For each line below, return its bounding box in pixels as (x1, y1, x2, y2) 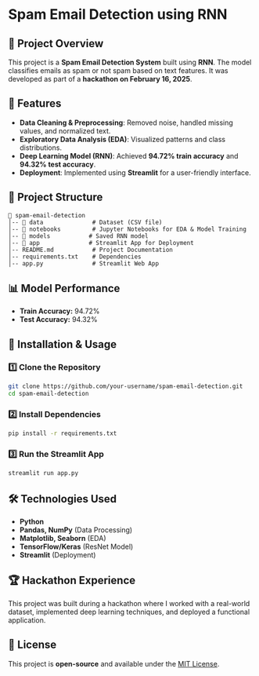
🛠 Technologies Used (8, 492, 117, 506)
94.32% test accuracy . (19, 159, 96, 169)
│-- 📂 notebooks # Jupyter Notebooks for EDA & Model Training (8, 225, 246, 233)
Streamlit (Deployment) (19, 550, 96, 560)
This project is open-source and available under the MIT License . (8, 659, 220, 668)
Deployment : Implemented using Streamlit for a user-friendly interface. (19, 167, 252, 177)
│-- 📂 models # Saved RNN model (8, 232, 149, 240)
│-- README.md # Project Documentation (8, 246, 174, 254)
